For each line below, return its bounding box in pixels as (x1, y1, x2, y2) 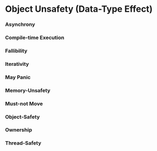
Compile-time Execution (5, 34, 64, 41)
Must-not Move (5, 100, 43, 107)
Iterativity (5, 60, 30, 67)
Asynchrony (5, 21, 35, 28)
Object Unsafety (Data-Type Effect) (5, 3, 153, 15)
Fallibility (5, 47, 28, 54)
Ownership (5, 126, 32, 133)
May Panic (5, 74, 31, 81)
